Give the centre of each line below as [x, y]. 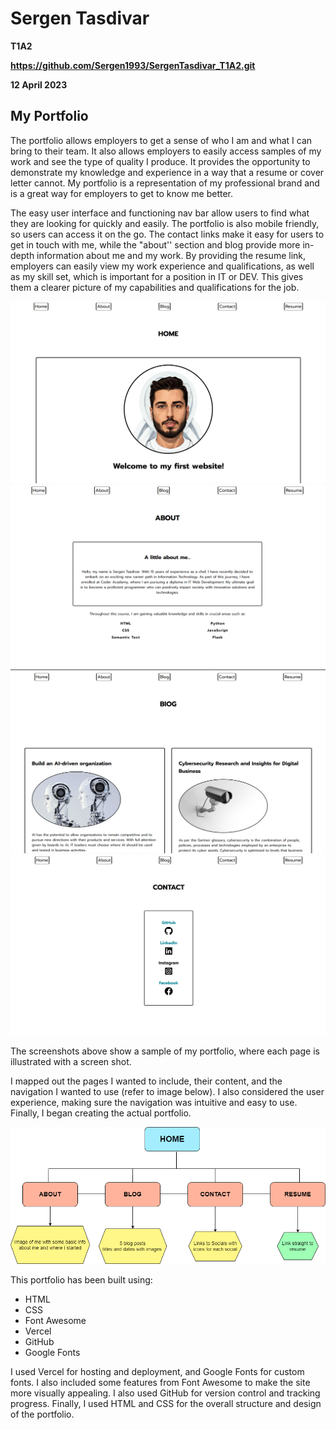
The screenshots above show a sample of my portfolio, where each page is [165, 1051]
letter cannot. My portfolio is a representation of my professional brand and [165, 183]
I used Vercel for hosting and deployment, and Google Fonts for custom [157, 1372]
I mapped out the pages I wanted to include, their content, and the [146, 1081]
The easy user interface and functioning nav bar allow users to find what [160, 213]
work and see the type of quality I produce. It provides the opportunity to [160, 161]
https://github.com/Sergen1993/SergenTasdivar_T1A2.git [133, 65]
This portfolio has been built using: [81, 1280]
